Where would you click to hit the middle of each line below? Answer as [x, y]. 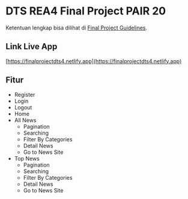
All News [25, 120]
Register [25, 94]
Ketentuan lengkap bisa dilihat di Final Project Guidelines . [77, 28]
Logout [23, 107]
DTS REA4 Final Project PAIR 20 [86, 11]
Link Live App [32, 47]
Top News [27, 158]
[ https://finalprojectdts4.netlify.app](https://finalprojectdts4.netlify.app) [94, 61]
